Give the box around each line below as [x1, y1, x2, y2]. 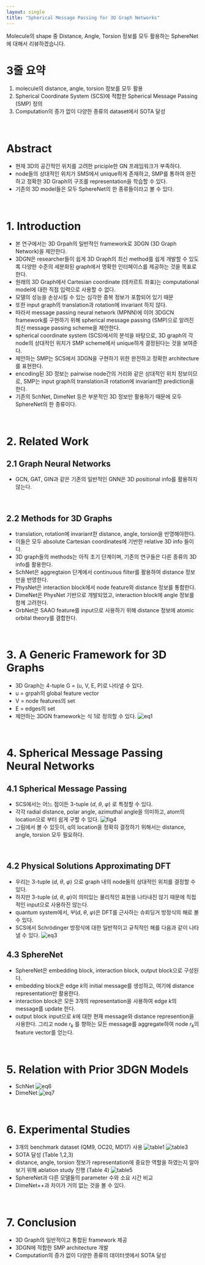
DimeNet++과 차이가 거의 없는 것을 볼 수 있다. [15, 1182, 126, 1189]
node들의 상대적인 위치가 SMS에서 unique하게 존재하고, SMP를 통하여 [15, 170, 185, 177]
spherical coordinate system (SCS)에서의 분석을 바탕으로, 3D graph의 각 [15, 332, 194, 339]
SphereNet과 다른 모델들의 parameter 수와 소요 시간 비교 [15, 1174, 154, 1181]
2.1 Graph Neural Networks [6, 458, 111, 469]
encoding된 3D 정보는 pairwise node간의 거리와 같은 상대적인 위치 [15, 370, 176, 377]
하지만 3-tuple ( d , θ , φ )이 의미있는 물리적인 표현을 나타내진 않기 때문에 [15, 893, 185, 900]
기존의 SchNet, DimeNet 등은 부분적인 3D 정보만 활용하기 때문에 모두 [15, 393, 182, 401]
